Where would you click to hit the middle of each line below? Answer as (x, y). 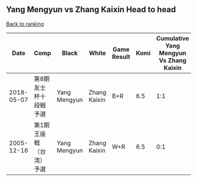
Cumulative (173, 38)
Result (121, 56)
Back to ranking (25, 24)
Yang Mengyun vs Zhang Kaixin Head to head (91, 10)
